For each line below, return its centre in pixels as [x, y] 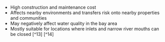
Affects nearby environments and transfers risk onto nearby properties [85, 13]
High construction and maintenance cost [53, 7]
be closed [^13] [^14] [32, 34]
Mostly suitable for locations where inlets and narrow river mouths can [85, 29]
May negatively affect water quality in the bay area [64, 23]
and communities [28, 18]
